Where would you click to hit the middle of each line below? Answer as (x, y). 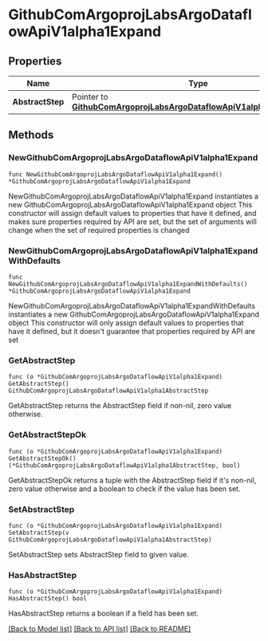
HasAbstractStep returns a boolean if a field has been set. (104, 613)
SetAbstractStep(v (39, 533)
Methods (31, 135)
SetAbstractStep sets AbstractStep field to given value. (99, 554)
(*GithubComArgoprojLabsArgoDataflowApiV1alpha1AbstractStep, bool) (124, 465)
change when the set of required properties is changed (99, 230)
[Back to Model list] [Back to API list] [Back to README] (100, 629)
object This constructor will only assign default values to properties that (126, 322)
